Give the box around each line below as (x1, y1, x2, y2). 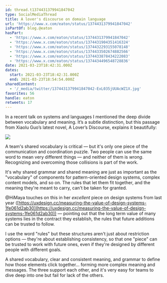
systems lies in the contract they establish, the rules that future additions (5, 216, 155, 222)
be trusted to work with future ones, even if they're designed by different (5, 242, 155, 248)
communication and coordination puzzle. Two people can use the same (5, 149, 152, 155)
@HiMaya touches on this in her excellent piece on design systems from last (5, 195, 162, 201)
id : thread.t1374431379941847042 (5, 7, 75, 12)
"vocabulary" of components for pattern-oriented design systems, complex (5, 174, 161, 180)
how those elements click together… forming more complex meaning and (5, 262, 156, 268)
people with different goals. (5, 247, 62, 253)
